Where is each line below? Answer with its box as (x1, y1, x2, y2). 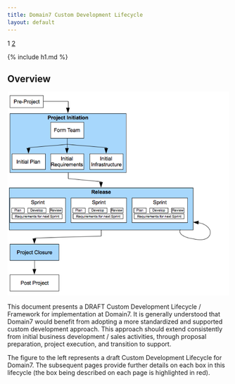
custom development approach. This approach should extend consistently (7, 324, 223, 333)
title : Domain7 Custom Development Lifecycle (7, 11, 143, 18)
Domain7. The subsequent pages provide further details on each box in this (7, 361, 225, 369)
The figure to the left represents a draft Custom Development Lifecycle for (7, 353, 222, 361)
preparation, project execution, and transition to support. (7, 340, 172, 348)
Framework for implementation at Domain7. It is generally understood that (7, 309, 220, 318)
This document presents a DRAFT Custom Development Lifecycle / (7, 302, 202, 311)
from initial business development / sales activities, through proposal (7, 332, 207, 340)
